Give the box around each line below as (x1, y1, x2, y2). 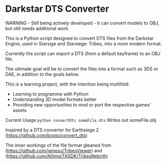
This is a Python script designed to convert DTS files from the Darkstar (5, 35, 154, 41)
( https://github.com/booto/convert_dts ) (5, 132, 88, 138)
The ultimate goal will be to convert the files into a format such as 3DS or (5, 66, 158, 72)
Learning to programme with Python (12, 91, 89, 97)
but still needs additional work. (5, 25, 70, 31)
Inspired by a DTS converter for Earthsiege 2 (5, 127, 99, 133)
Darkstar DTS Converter (5, 3, 109, 15)
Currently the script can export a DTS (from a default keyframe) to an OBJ (5, 50, 160, 57)
